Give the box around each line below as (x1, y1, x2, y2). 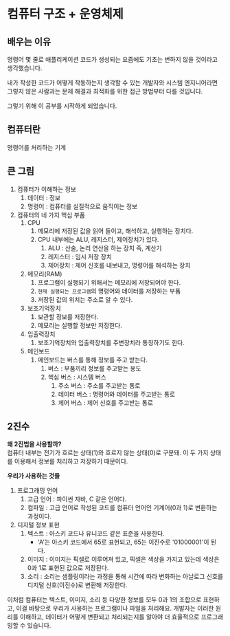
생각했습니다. (7, 64, 43, 72)
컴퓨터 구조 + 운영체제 (7, 6, 124, 22)
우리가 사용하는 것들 (7, 472, 60, 480)
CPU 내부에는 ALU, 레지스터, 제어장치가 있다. (37, 235, 159, 243)
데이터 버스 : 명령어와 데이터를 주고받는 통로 (58, 390, 176, 398)
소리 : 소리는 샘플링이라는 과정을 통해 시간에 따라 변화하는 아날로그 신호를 (27, 572, 224, 581)
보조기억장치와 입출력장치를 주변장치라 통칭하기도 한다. (37, 338, 185, 347)
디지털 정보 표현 (16, 520, 60, 529)
